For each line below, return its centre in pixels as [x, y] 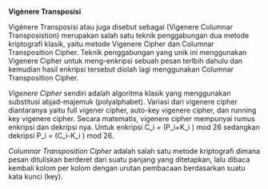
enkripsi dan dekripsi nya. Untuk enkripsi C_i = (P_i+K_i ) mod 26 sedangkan [134, 127]
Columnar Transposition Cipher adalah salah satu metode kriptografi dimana [134, 151]
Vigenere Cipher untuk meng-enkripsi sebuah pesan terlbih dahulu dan [125, 61]
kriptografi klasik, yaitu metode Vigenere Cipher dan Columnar [111, 44]
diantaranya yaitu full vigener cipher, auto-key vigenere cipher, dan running [132, 110]
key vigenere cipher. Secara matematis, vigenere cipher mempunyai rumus [132, 118]
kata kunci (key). [36, 176]
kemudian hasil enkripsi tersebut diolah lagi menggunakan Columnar [121, 69]
